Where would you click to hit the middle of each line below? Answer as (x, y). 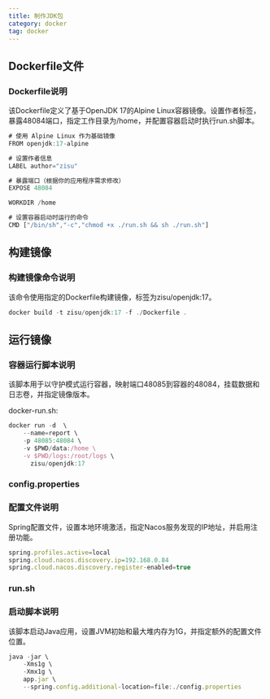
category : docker (38, 24)
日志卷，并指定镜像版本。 (51, 395)
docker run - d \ (38, 426)
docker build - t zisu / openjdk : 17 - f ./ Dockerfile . (98, 312)
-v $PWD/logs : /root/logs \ (69, 456)
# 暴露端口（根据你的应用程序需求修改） (67, 181)
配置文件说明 (34, 508)
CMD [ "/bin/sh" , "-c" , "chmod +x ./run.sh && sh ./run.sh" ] (109, 225)
